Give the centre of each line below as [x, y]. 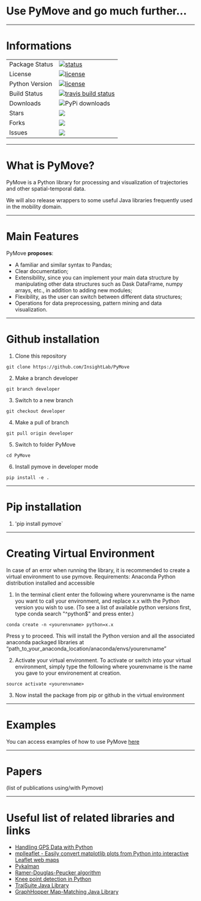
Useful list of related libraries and [91, 818]
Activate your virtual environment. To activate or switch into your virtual [103, 660]
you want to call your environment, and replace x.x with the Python [97, 601]
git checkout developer [36, 411]
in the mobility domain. [34, 206]
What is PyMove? [50, 166]
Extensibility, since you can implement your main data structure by [97, 277]
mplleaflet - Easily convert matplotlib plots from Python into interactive [102, 854]
